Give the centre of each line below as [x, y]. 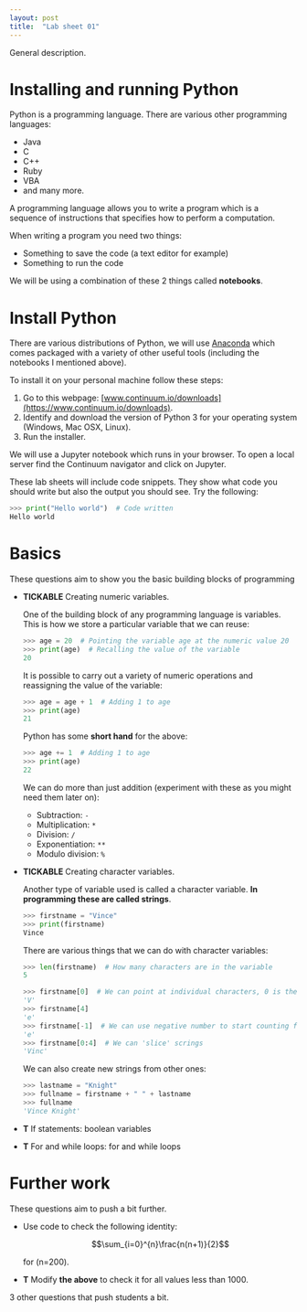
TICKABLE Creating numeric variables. [96, 597]
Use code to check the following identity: [100, 1226]
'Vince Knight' [52, 1111]
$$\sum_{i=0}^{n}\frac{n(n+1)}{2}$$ [160, 1243]
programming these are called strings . [97, 899]
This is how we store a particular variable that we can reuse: [136, 624]
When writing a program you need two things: [96, 236]
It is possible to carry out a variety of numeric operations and [138, 675]
